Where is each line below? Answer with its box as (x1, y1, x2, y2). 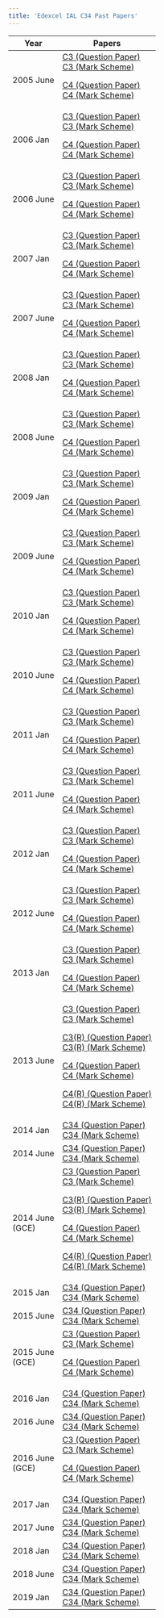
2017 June (12, 1522, 55, 1533)
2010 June (12, 669, 55, 680)
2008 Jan (12, 372, 50, 383)
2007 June (12, 312, 55, 324)
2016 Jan (12, 1393, 50, 1404)
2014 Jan (12, 1124, 50, 1135)
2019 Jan (12, 1591, 50, 1603)
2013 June (12, 1055, 55, 1066)
